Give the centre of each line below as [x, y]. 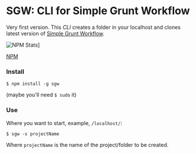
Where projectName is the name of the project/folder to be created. [87, 145]
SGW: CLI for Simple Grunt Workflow [98, 11]
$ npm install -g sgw [33, 84]
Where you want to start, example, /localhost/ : [64, 123]
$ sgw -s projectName [33, 134]
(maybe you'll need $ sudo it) [41, 95]
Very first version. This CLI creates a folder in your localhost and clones [93, 27]
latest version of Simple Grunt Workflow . [55, 33]
